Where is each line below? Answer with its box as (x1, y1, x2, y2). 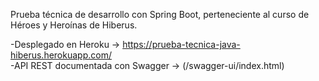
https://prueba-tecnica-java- (122, 39, 241, 50)
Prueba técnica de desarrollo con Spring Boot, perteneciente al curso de (10, 9, 310, 20)
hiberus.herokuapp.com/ (10, 49, 112, 61)
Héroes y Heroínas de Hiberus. (10, 19, 138, 31)
